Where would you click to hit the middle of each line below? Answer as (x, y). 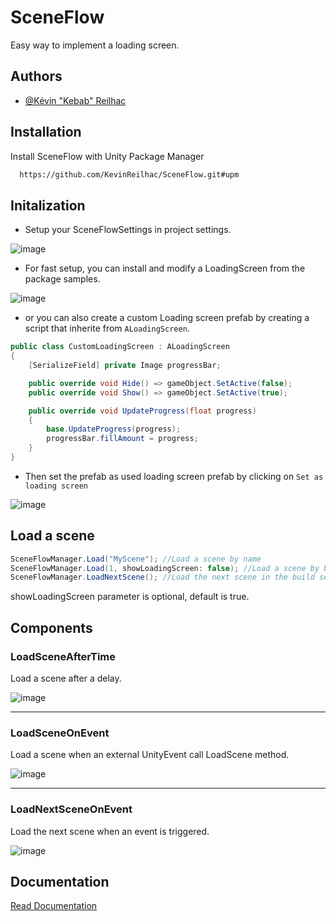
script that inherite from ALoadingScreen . (107, 328)
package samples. (62, 279)
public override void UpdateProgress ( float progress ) (142, 411)
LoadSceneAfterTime (63, 656)
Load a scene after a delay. (66, 678)
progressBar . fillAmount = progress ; (122, 439)
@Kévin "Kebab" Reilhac (75, 100)
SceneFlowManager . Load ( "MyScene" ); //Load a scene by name (136, 559)
